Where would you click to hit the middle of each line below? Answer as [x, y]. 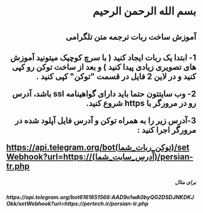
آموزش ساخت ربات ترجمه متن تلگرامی [131, 37]
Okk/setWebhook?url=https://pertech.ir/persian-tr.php [77, 204]
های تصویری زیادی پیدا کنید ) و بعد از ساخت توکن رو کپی [104, 67]
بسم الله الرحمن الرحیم [144, 11]
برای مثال [186, 182]
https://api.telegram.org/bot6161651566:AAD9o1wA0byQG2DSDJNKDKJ [100, 197]
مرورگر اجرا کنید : [167, 130]
